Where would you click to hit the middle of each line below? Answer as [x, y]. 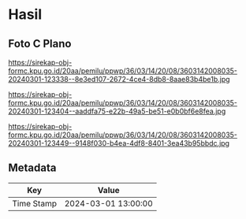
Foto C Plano [40, 44]
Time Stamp [35, 203]
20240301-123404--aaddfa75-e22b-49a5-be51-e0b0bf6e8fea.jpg [117, 111]
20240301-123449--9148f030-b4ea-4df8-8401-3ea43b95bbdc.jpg [119, 143]
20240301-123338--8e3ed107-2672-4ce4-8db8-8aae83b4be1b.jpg [119, 79]
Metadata [32, 168]
